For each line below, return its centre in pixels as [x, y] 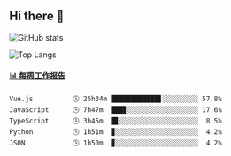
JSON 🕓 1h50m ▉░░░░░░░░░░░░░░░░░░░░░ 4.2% [116, 143]
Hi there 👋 [37, 16]
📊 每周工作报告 [38, 76]
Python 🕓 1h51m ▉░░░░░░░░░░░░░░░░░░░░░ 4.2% [116, 132]
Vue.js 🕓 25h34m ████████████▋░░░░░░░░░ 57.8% [116, 99]
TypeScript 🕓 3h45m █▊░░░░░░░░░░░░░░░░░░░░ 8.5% [116, 121]
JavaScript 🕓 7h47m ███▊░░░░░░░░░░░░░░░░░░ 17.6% [116, 110]
